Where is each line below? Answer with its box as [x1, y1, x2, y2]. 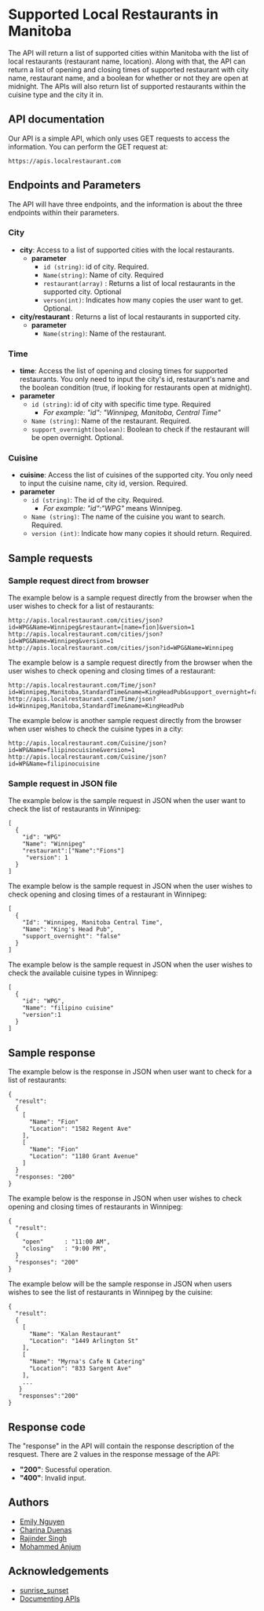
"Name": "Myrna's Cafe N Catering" [28, 1358, 146, 1366]
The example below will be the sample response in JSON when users [8, 1279, 233, 1289]
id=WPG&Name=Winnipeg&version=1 [8, 637, 114, 645]
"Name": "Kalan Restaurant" [28, 1330, 122, 1338]
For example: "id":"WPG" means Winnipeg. [42, 504, 183, 513]
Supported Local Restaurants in [8, 6, 218, 24]
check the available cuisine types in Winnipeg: [8, 968, 159, 978]
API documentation [8, 112, 104, 127]
